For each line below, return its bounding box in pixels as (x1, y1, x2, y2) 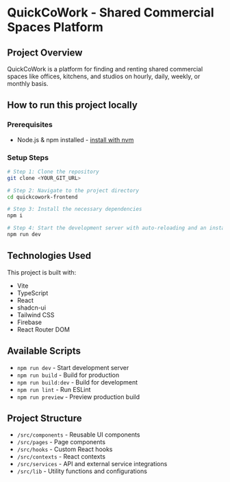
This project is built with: (7, 268, 77, 276)
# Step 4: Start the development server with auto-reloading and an (7, 225, 207, 231)
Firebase (16, 318, 42, 326)
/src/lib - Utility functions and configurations (16, 467, 147, 475)
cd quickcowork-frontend (7, 194, 78, 200)
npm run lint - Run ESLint (16, 385, 91, 393)
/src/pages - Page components (16, 438, 106, 446)
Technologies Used (7, 250, 91, 262)
